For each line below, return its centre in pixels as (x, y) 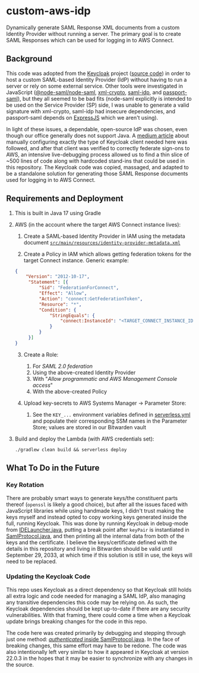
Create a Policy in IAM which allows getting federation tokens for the (108, 254)
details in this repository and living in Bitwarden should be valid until (89, 548)
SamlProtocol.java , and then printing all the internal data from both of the (95, 536)
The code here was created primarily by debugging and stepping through (96, 632)
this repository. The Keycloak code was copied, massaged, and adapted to (97, 167)
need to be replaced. (32, 561)
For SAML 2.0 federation (63, 366)
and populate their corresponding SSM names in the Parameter (110, 421)
